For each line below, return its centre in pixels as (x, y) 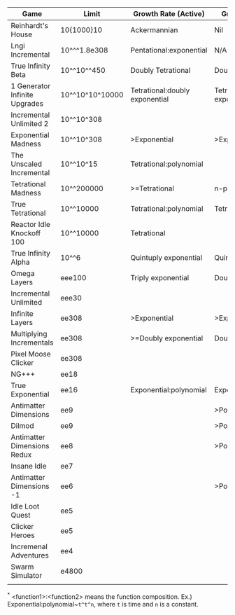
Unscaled (27, 164)
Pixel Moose (31, 354)
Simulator (27, 575)
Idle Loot (25, 506)
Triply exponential (160, 278)
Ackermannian (154, 30)
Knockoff (26, 233)
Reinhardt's (30, 26)
